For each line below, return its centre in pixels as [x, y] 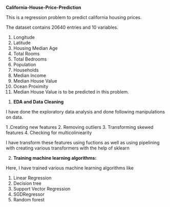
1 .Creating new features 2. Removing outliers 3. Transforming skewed [80, 127]
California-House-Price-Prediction [44, 7]
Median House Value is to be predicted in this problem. [71, 92]
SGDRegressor [29, 194]
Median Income [30, 76]
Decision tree [27, 183]
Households [26, 70]
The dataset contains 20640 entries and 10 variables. [62, 27]
